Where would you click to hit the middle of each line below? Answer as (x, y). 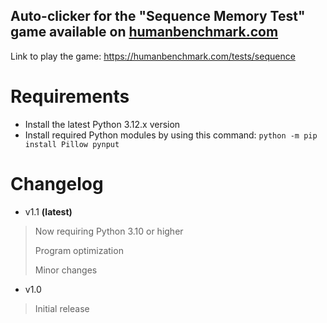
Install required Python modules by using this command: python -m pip (171, 135)
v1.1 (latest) (48, 211)
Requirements (70, 96)
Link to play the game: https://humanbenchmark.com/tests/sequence (153, 56)
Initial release (62, 308)
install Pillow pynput (72, 144)
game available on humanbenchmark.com (144, 32)
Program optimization (79, 250)
